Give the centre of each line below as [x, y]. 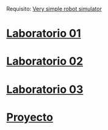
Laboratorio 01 [44, 34]
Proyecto [30, 117]
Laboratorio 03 [45, 89]
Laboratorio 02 [45, 61]
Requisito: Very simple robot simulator [54, 9]
